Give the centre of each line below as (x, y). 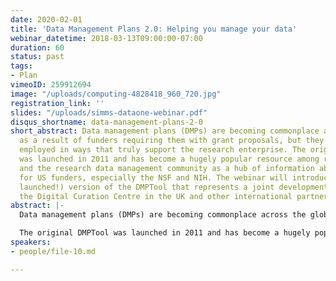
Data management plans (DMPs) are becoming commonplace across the (163, 215)
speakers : (31, 242)
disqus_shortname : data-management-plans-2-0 (106, 122)
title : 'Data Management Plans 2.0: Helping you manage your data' (154, 29)
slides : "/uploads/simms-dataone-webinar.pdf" (109, 112)
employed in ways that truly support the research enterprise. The (163, 150)
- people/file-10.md (53, 251)
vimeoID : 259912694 (51, 85)
